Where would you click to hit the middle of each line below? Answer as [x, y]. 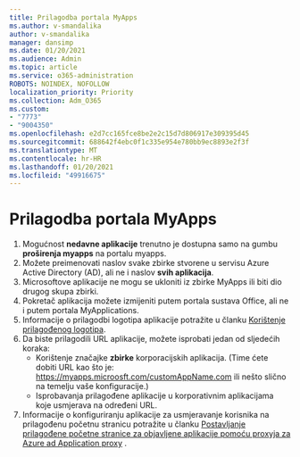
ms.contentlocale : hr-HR [55, 158]
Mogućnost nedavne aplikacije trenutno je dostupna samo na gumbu [150, 244]
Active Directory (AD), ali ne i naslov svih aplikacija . [118, 272]
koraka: [36, 348]
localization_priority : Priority [71, 92]
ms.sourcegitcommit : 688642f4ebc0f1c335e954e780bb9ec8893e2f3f [129, 142]
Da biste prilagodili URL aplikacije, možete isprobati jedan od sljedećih [151, 339]
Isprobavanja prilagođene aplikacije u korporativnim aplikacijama [154, 396]
